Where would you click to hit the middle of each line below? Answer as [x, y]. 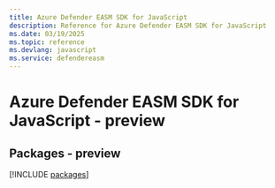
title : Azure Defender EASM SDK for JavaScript [99, 17]
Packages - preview [65, 153]
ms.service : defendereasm [57, 58]
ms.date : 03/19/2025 [47, 34]
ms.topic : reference [47, 42]
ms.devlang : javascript [53, 50]
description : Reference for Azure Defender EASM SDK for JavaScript [138, 26]
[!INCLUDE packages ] [49, 174]
